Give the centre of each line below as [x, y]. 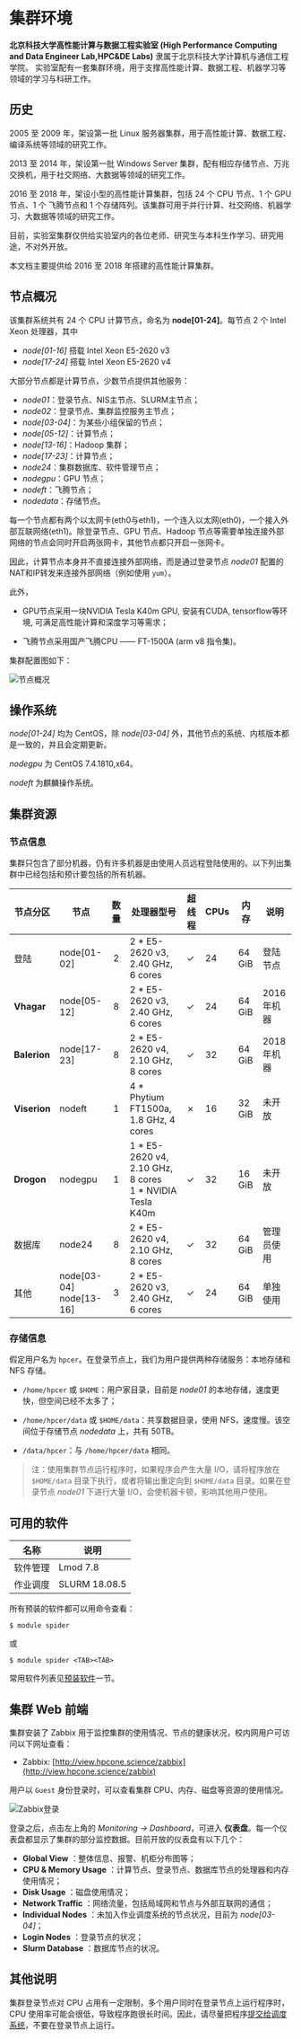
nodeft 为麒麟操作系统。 [54, 783]
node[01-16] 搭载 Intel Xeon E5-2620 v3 [96, 350]
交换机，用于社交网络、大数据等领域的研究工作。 [99, 174]
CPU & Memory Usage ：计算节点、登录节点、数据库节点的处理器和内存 [155, 1869]
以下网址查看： [44, 1743]
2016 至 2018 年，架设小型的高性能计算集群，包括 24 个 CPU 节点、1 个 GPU [150, 193]
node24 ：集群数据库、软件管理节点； [91, 467]
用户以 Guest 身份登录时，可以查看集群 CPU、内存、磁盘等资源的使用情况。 [149, 1789]
